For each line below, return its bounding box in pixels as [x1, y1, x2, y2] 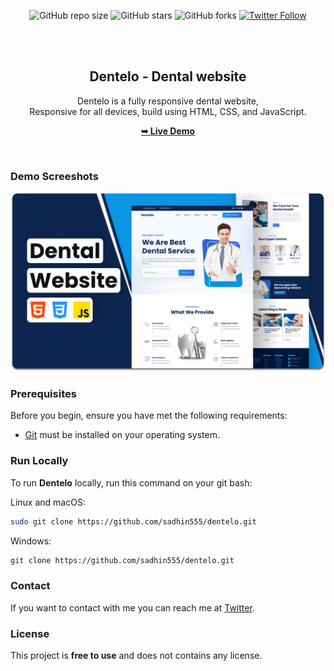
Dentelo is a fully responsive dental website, [76, 95, 259, 107]
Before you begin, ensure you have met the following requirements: [10, 410, 288, 422]
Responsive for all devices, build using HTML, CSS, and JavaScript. [29, 105, 307, 117]
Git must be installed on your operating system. [24, 429, 220, 441]
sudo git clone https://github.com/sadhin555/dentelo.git [10, 516, 257, 527]
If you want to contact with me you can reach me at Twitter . [10, 601, 255, 614]
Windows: [10, 535, 52, 547]
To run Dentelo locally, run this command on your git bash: [10, 476, 253, 489]
